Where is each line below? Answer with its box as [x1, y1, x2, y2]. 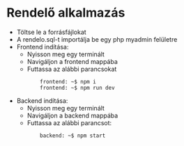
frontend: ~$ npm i [40, 78, 97, 85]
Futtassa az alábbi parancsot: [26, 118, 112, 127]
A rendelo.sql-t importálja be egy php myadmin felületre [16, 35, 178, 43]
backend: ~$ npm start [40, 132, 106, 139]
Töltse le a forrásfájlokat [16, 28, 86, 36]
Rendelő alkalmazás [6, 5, 125, 21]
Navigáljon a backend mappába [26, 111, 118, 120]
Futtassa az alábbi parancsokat [26, 65, 117, 73]
